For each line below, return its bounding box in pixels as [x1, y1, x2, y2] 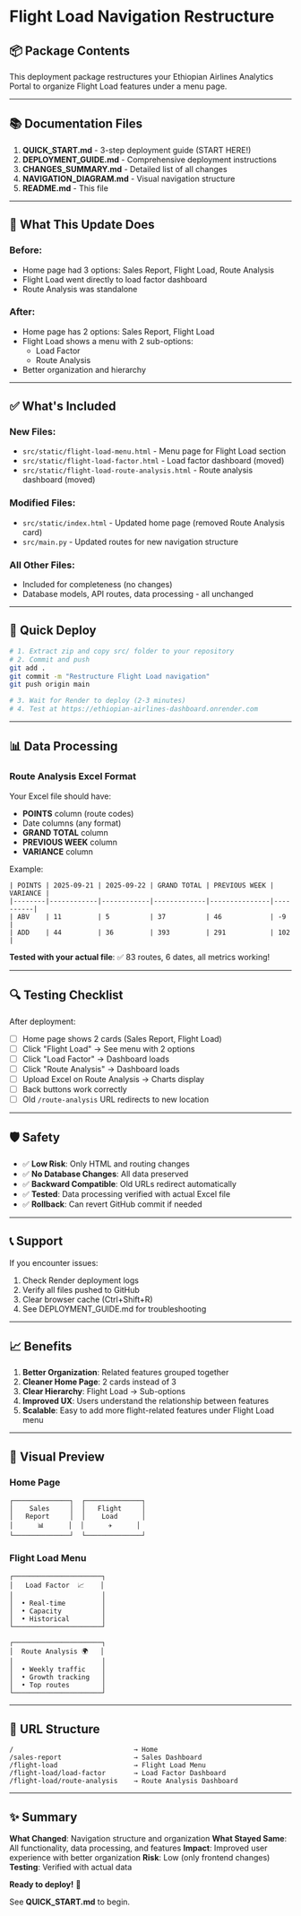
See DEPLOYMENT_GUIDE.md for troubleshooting [21, 1303, 207, 1314]
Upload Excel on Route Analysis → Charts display [21, 1073, 204, 1084]
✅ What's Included [9, 399, 116, 414]
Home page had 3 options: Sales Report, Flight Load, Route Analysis [21, 264, 275, 275]
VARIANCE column [21, 845, 94, 857]
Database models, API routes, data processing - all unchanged [21, 589, 254, 600]
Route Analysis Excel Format [9, 770, 137, 783]
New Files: [9, 426, 56, 438]
